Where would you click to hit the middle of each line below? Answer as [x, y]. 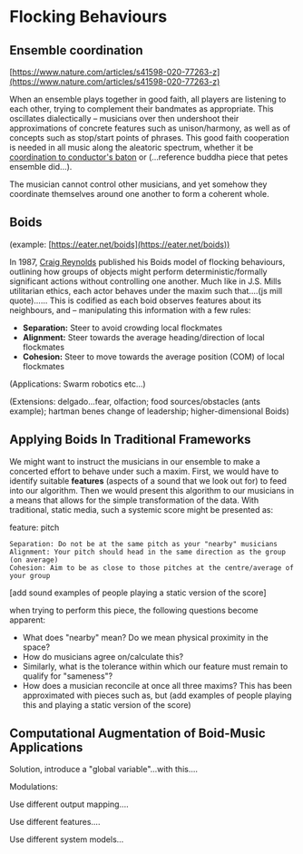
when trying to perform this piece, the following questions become [134, 610]
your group [30, 575]
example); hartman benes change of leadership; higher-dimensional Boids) [150, 411]
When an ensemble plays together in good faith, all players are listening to [148, 99]
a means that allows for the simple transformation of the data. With [134, 500]
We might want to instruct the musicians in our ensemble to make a [135, 461]
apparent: [28, 620]
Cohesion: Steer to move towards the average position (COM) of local [153, 357]
